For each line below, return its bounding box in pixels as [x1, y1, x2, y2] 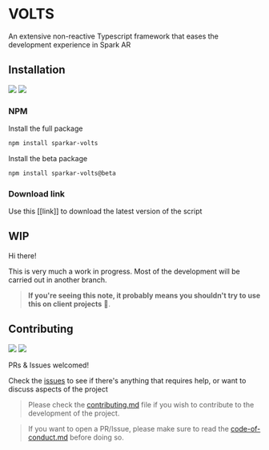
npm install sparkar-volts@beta [8, 169, 116, 177]
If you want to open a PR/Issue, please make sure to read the [27, 424, 230, 433]
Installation [8, 63, 66, 77]
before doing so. [69, 432, 124, 442]
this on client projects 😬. [27, 298, 110, 309]
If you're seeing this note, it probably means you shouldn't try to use [27, 290, 261, 300]
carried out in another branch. [8, 274, 107, 285]
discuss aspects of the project [8, 384, 108, 394]
